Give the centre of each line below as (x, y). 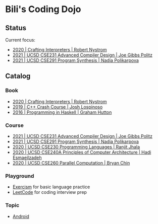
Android (21, 216)
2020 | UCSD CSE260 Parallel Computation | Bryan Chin (71, 163)
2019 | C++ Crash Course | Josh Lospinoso (58, 107)
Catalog (18, 76)
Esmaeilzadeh (27, 158)
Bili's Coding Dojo (43, 9)
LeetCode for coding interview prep (50, 192)
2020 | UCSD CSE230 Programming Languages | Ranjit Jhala (76, 146)
